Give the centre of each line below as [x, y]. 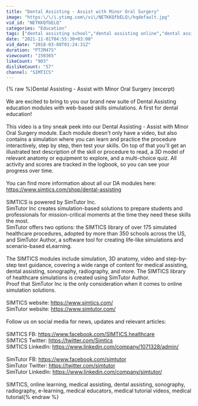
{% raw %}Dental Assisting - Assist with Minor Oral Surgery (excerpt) [90, 89]
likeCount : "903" [27, 61]
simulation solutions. [31, 290]
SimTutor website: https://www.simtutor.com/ [61, 309]
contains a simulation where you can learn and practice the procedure [91, 139]
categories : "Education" [37, 28]
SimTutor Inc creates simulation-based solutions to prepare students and [94, 208]
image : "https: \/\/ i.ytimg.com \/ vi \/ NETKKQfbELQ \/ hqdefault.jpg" [88, 17]
